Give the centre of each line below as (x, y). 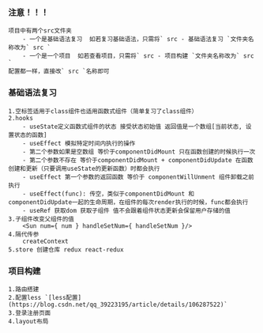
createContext (45, 241)
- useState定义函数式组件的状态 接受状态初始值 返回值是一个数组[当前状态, (132, 127)
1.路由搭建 (24, 289)
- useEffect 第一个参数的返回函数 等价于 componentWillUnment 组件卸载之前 (138, 177)
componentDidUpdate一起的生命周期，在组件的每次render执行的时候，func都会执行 (128, 202)
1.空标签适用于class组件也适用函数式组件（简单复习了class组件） (103, 111)
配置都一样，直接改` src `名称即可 (59, 72)
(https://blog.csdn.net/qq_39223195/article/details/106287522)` (118, 305)
